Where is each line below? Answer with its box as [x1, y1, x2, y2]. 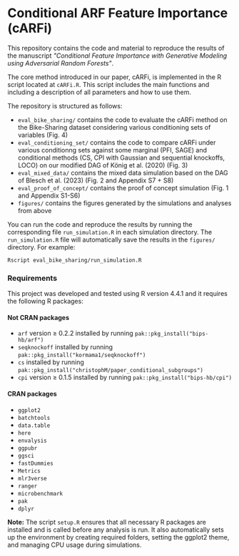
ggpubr [17, 444, 38, 452]
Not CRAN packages [7, 313, 70, 321]
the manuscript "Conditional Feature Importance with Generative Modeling [7, 51, 228, 60]
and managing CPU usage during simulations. [7, 540, 142, 549]
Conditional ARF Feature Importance [7, 5, 228, 21]
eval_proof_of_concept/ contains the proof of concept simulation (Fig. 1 [17, 183, 229, 192]
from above [17, 206, 52, 215]
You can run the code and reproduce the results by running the [7, 220, 193, 229]
